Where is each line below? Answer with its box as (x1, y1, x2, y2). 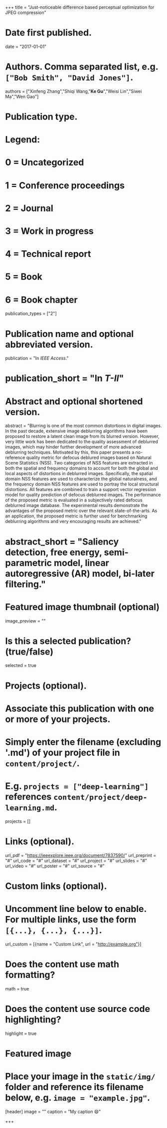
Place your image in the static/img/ (5, 1071, 156, 1082)
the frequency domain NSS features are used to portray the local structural (5, 481, 159, 487)
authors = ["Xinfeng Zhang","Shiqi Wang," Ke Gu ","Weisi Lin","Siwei (5, 88, 142, 94)
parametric (5, 557, 52, 568)
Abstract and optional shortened (5, 395, 143, 407)
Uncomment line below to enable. (5, 903, 147, 914)
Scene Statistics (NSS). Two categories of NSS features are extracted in (5, 460, 153, 466)
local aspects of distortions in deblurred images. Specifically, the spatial (5, 470, 153, 476)
